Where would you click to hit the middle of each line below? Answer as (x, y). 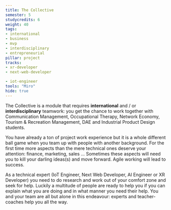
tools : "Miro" (21, 86)
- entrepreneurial (25, 53)
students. (15, 127)
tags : (11, 29)
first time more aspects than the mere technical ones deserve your (76, 148)
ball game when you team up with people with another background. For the (85, 143)
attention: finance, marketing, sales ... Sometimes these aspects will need (83, 154)
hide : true (17, 91)
